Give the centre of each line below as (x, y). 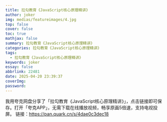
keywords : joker (22, 62)
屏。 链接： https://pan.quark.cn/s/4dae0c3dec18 (57, 114)
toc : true (16, 34)
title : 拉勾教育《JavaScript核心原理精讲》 (48, 10)
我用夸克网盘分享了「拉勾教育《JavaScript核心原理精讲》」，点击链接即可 (81, 101)
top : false (17, 24)
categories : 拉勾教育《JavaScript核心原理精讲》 (53, 48)
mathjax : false (21, 39)
